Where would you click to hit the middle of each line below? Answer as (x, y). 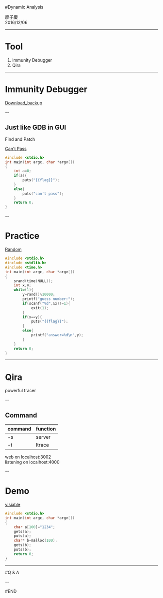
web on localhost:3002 (28, 457)
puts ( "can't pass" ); (43, 194)
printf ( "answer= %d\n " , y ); (57, 335)
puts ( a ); (23, 536)
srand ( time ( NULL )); (33, 281)
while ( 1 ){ (24, 290)
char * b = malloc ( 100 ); (35, 541)
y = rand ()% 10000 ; (39, 295)
